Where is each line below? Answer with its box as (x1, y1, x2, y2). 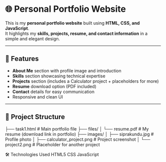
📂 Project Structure (5, 113, 65, 121)
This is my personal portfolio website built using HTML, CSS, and (5, 20, 140, 26)
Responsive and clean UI (12, 94, 63, 99)
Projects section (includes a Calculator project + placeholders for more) (12, 78, 159, 84)
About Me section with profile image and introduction (12, 67, 122, 73)
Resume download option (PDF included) (12, 83, 97, 89)
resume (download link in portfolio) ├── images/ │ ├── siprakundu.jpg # (5, 131, 154, 137)
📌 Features (5, 55, 39, 63)
